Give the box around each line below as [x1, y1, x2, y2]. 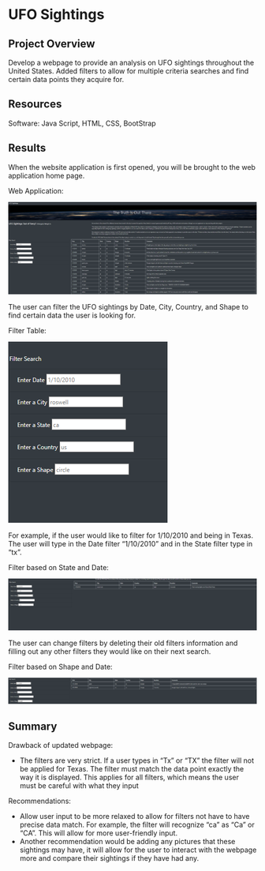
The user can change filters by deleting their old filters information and [8, 638, 238, 648]
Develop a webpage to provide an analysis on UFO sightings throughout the [8, 58, 255, 67]
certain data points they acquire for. [8, 75, 125, 84]
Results [8, 141, 47, 155]
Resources [8, 97, 62, 111]
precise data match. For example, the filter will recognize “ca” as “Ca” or [19, 820, 255, 829]
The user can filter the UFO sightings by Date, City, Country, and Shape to [8, 302, 248, 312]
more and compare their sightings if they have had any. [19, 853, 200, 862]
